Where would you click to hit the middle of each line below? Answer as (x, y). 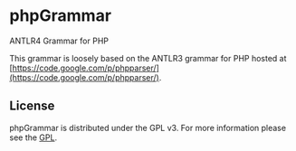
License (32, 106)
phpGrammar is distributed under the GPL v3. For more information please (148, 127)
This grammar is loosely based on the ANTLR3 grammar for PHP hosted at (148, 58)
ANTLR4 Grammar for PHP (59, 41)
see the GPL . (33, 137)
